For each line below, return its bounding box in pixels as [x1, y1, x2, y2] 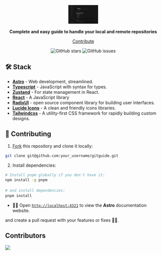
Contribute [72, 38, 94, 44]
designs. [12, 115, 30, 121]
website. [12, 207, 30, 213]
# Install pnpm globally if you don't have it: [5, 172, 106, 178]
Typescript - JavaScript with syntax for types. [12, 84, 108, 90]
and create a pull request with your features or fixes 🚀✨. [5, 217, 119, 223]
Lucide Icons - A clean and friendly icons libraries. [12, 105, 116, 111]
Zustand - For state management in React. [12, 89, 100, 95]
